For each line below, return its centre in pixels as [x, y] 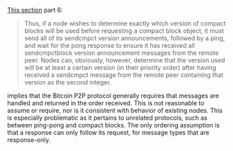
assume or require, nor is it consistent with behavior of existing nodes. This [115, 110]
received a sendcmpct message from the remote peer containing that [124, 75]
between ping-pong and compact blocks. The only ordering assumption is [114, 125]
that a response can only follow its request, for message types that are [109, 132]
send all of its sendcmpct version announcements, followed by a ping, [124, 38]
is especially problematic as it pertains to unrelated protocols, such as [107, 118]
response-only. [29, 140]
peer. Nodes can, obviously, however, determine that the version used [124, 60]
